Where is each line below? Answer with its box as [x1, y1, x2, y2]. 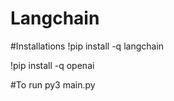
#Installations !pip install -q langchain [10, 40, 165, 52]
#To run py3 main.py [10, 78, 96, 91]
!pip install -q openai [10, 59, 95, 71]
